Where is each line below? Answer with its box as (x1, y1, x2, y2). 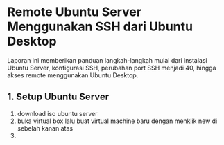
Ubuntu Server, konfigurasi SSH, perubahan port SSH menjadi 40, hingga (7, 64, 216, 72)
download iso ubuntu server (17, 109, 98, 117)
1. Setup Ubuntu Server (7, 91, 110, 103)
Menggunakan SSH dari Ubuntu (7, 19, 193, 35)
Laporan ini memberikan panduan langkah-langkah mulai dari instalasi (7, 56, 207, 64)
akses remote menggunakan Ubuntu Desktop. (7, 70, 139, 79)
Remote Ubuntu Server (7, 4, 142, 20)
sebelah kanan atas (17, 124, 74, 132)
